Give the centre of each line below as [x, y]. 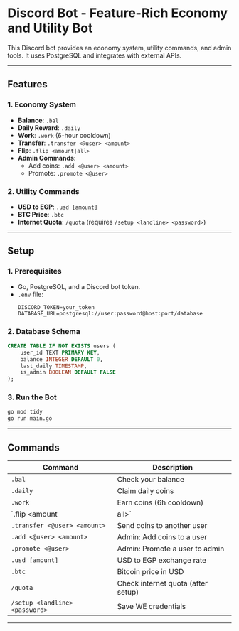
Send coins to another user [162, 526]
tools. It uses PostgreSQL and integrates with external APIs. [95, 55]
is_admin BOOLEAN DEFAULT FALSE [68, 372]
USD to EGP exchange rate [162, 561]
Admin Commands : [47, 158]
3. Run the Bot [32, 397]
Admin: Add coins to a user [162, 537]
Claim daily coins [145, 491]
